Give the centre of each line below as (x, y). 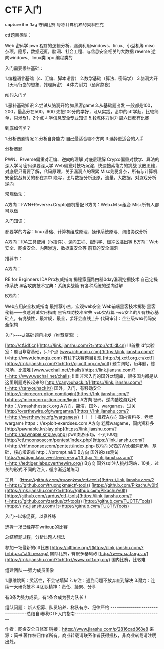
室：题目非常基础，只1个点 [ (33, 351)
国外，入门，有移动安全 (78, 388)
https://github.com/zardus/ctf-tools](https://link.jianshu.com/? (69, 496)
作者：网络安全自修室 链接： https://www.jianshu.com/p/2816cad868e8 (77, 629)
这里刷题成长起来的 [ (26, 382)
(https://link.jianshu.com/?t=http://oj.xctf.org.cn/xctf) (58, 363)
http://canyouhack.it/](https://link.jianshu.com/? (94, 382)
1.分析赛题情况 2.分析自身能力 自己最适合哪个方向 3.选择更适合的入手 (74, 138)
